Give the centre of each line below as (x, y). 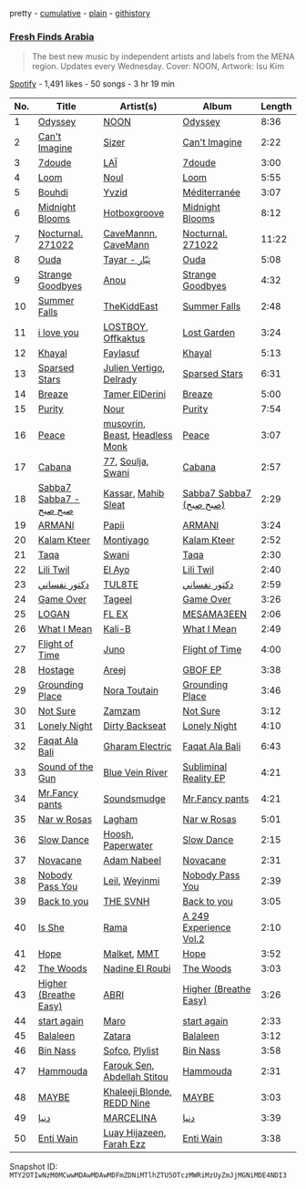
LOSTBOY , (126, 327)
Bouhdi (53, 192)
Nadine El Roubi (137, 968)
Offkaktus (124, 338)
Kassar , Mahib (134, 493)
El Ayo (117, 570)
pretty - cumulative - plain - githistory (80, 13)
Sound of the (66, 767)
